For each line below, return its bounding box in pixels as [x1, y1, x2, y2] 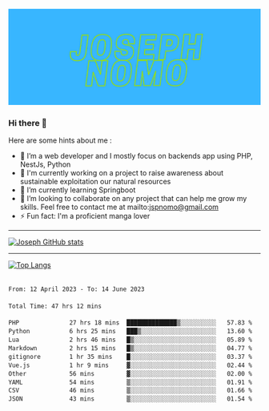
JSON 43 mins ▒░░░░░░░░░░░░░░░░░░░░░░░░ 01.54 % [8, 395, 252, 403]
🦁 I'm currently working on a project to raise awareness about [19, 168, 224, 178]
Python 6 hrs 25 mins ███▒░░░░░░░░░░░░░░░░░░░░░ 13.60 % [8, 328, 252, 336]
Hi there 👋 [8, 117, 48, 128]
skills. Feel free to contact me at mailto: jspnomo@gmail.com [19, 202, 219, 212]
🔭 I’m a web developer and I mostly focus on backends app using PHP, [19, 151, 254, 161]
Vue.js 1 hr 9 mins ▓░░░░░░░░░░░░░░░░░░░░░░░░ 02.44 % [8, 361, 252, 369]
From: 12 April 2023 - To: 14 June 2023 [8, 285, 146, 293]
